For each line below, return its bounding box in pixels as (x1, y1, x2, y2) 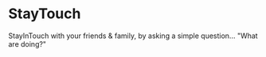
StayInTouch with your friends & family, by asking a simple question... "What (8, 31, 258, 40)
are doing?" (8, 39, 46, 48)
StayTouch (8, 5, 81, 23)
